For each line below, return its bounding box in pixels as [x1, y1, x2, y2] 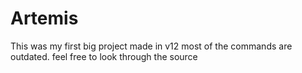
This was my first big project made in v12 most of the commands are [10, 40, 293, 52]
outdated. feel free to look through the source [10, 50, 198, 62]
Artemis [10, 7, 79, 30]
